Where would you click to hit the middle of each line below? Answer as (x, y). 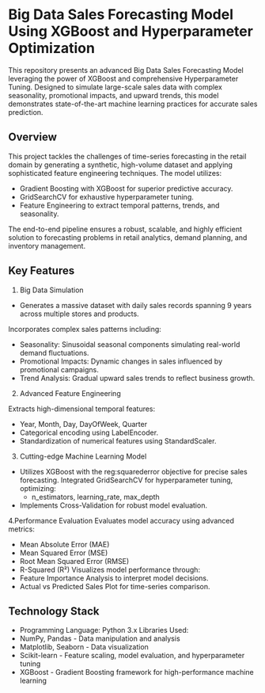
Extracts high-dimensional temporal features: (82, 409)
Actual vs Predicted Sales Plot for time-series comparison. (115, 586)
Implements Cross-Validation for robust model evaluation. (114, 505)
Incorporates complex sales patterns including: (85, 329)
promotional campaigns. (59, 369)
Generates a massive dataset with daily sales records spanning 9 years (135, 305)
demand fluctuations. (54, 352)
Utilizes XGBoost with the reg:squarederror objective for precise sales (133, 471)
